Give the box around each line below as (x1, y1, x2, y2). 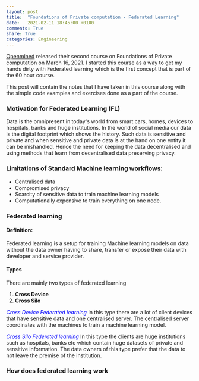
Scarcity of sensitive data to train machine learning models (14, 190, 159, 198)
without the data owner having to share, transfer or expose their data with (6, 246, 187, 253)
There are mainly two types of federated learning (6, 279, 127, 286)
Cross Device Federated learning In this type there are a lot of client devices (6, 308, 193, 316)
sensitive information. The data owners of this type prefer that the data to (6, 345, 186, 352)
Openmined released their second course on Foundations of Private (6, 53, 172, 60)
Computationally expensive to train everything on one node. (14, 197, 162, 204)
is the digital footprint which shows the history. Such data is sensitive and (6, 130, 186, 138)
